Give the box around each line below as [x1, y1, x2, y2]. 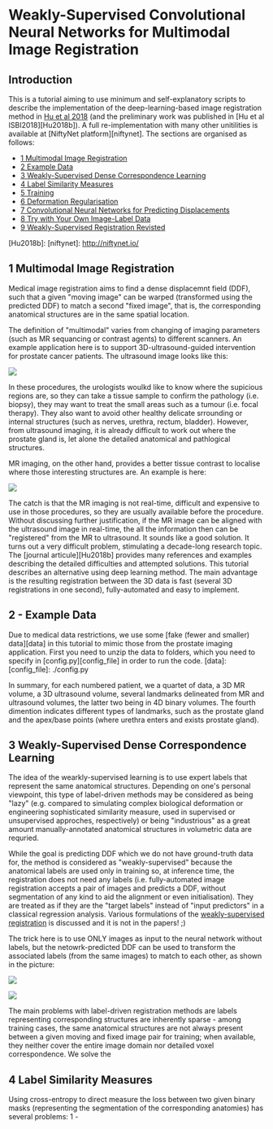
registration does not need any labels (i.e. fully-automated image [8, 875, 225, 885]
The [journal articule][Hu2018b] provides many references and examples [8, 549, 252, 559]
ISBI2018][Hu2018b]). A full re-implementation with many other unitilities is [8, 120, 258, 129]
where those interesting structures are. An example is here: [8, 466, 207, 477]
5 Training [19, 188, 54, 197]
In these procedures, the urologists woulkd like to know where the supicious [8, 382, 263, 392]
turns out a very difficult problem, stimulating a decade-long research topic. [8, 541, 262, 551]
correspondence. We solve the [8, 1049, 111, 1059]
